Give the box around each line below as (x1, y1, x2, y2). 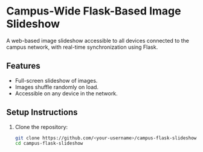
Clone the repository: (14, 123, 68, 130)
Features (6, 61, 40, 71)
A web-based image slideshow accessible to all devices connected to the (6, 37, 189, 44)
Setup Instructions (6, 107, 78, 118)
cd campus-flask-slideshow (14, 141, 83, 147)
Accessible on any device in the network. (14, 89, 118, 97)
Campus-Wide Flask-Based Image (6, 4, 181, 18)
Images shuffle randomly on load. (14, 83, 98, 90)
